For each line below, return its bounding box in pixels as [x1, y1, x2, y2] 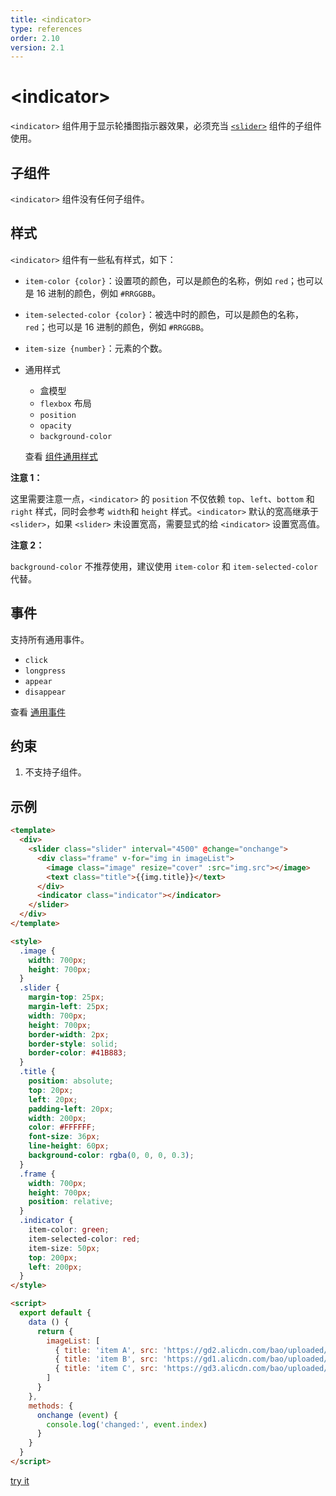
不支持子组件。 [24, 766, 87, 778]
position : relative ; [28, 1197, 114, 1207]
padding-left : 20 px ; [28, 1104, 114, 1114]
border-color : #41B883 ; [28, 1048, 128, 1058]
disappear [24, 687, 67, 697]
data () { [28, 1317, 70, 1327]
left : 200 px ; [28, 1262, 83, 1272]
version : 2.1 [10, 42, 65, 53]
